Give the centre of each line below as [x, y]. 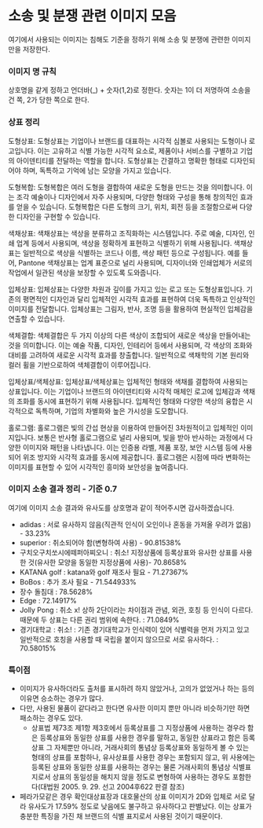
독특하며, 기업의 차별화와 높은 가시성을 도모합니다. [111, 411]
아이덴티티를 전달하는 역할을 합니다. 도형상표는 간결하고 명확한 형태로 [122, 160]
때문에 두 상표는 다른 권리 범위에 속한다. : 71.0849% [99, 619]
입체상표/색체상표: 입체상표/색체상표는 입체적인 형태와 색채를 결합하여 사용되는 [128, 381]
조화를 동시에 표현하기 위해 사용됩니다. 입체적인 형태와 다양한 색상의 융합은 [130, 401]
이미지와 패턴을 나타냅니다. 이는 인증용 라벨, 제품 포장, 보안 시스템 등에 [130, 447]
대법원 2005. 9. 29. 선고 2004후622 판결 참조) [113, 787]
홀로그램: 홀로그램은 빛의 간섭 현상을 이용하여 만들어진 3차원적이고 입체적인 [124, 427]
